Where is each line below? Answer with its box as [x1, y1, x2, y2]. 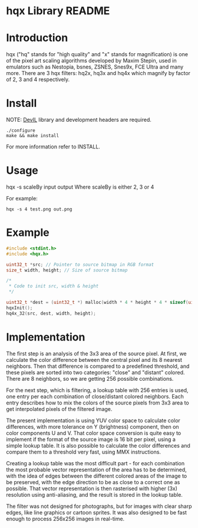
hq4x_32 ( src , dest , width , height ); [6, 310, 96, 316]
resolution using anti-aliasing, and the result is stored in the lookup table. [6, 491, 183, 498]
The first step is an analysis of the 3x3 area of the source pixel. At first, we [6, 350, 187, 357]
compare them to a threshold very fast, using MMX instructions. [6, 448, 161, 455]
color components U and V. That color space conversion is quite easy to [6, 429, 181, 436]
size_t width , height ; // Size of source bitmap [6, 267, 128, 273]
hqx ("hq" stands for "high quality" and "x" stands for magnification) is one [6, 51, 189, 58]
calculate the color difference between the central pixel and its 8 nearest [6, 356, 183, 363]
